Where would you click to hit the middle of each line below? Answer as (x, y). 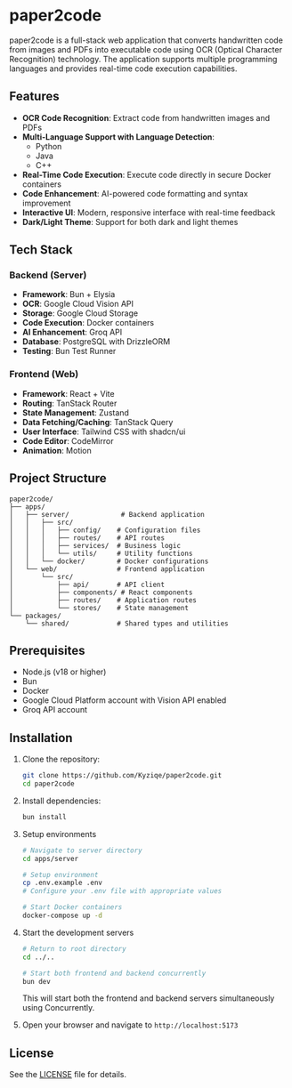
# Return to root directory (74, 948)
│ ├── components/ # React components (101, 592)
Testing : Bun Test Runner (69, 351)
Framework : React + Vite (68, 393)
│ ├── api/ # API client (87, 584)
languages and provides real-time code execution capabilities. (123, 69)
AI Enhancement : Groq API (72, 332)
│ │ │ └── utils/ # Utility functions (101, 553)
